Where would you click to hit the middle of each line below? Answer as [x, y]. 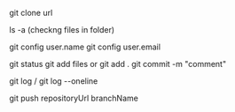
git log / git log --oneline [54, 81]
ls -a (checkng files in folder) [62, 30]
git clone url [31, 13]
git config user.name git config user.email [85, 47]
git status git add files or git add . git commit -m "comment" [118, 64]
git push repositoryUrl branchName [74, 98]
